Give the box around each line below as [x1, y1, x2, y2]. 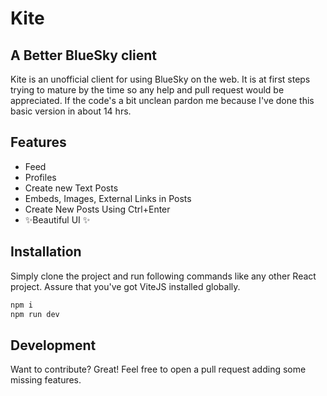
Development [10, 337, 97, 354]
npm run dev [10, 309, 60, 319]
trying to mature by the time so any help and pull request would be [10, 84, 285, 96]
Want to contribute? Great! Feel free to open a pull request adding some [10, 363, 307, 376]
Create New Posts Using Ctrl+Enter [24, 203, 171, 215]
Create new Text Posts [24, 182, 119, 194]
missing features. [10, 374, 82, 386]
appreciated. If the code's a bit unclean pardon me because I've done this [10, 95, 315, 106]
